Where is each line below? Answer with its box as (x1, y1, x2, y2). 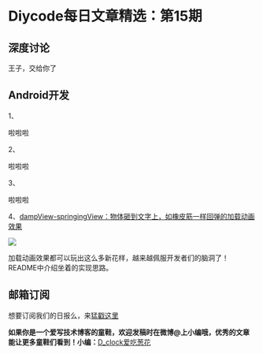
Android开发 (8, 88, 69, 102)
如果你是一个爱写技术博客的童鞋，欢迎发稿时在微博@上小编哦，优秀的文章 (8, 327, 250, 337)
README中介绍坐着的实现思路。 (8, 263, 113, 272)
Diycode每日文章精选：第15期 (8, 7, 202, 25)
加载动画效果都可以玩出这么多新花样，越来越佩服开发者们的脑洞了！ (8, 253, 229, 263)
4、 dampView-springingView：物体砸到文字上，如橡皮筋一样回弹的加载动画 (8, 211, 255, 221)
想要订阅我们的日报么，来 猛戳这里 (8, 311, 119, 320)
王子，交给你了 (8, 64, 57, 73)
